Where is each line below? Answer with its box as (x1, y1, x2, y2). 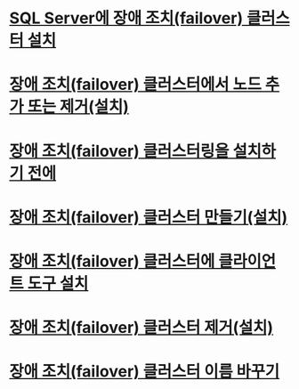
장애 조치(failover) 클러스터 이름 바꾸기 (9, 361, 280, 382)
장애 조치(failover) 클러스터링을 (9, 141, 230, 161)
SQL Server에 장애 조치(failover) (9, 8, 243, 28)
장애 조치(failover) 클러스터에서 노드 (9, 75, 263, 94)
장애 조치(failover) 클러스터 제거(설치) (9, 318, 274, 338)
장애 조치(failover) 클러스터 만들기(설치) (9, 207, 288, 227)
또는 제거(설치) (27, 97, 129, 117)
